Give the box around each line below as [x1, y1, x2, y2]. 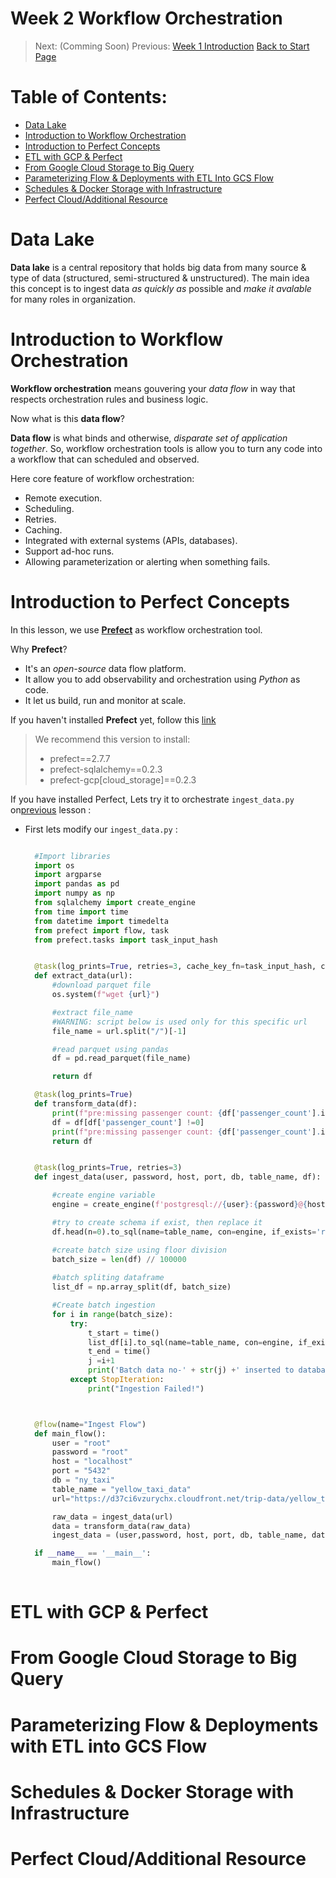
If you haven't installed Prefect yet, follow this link [10, 713, 217, 726]
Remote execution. [24, 492, 103, 504]
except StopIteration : [69, 1375, 165, 1385]
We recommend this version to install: [34, 733, 191, 745]
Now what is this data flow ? [10, 412, 125, 424]
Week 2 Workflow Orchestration [10, 7, 283, 30]
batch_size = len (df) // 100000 [51, 1254, 187, 1264]
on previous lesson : [10, 803, 92, 816]
